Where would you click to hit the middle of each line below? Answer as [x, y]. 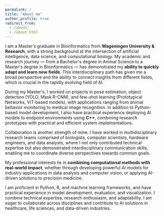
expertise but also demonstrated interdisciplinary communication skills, [77, 148]
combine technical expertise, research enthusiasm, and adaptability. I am [79, 198]
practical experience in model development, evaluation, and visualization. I [80, 193]
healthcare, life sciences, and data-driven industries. [58, 208]
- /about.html [24, 32]
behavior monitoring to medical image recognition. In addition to [70, 107]
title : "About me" [24, 14]
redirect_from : [20, 23]
